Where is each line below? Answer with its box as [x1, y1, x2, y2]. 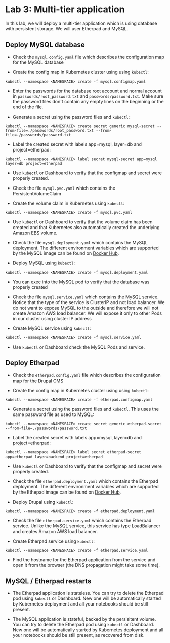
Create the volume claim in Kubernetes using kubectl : [12, 200, 125, 206]
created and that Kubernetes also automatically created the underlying [12, 224, 160, 230]
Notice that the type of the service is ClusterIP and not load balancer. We [12, 299, 165, 305]
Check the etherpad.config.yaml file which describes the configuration [12, 372, 161, 378]
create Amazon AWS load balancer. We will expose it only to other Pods [12, 310, 162, 316]
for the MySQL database [12, 59, 64, 65]
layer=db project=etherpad [5, 161, 62, 166]
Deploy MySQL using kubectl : [12, 260, 75, 266]
